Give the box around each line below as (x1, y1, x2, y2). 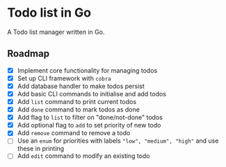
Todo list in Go (7, 5, 92, 21)
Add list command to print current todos (17, 98, 137, 105)
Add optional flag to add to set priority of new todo (17, 121, 161, 130)
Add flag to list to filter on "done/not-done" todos (17, 113, 163, 122)
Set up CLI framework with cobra (17, 74, 111, 82)
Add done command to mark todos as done (17, 105, 140, 114)
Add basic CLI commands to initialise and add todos (17, 89, 167, 98)
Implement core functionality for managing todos (17, 66, 158, 74)
